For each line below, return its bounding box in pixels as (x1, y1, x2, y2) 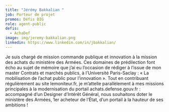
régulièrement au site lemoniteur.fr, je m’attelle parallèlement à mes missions (5, 80, 164, 86)
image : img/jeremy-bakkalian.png (5, 36, 76, 41)
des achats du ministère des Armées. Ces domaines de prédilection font (5, 59, 155, 65)
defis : (5, 26, 19, 31)
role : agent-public (5, 21, 46, 27)
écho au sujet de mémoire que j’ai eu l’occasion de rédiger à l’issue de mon (5, 64, 161, 70)
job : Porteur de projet (5, 12, 55, 17)
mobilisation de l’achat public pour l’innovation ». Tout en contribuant (5, 75, 149, 81)
